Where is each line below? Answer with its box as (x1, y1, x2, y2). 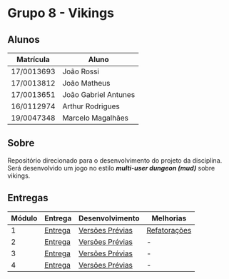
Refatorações (146, 225, 192, 235)
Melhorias (151, 213, 187, 223)
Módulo (11, 213, 38, 223)
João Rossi (62, 66, 100, 76)
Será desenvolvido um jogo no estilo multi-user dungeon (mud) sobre (7, 163, 215, 172)
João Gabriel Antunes (62, 90, 136, 99)
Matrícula (16, 55, 50, 64)
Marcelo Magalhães (62, 113, 128, 123)
